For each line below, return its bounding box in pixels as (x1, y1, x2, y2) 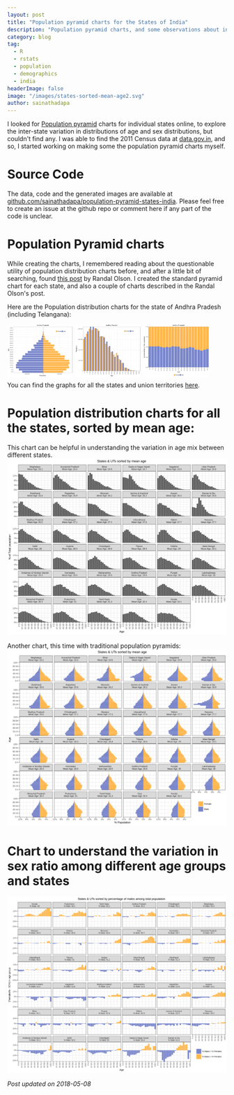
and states (7, 873, 70, 889)
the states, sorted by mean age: (7, 420, 195, 436)
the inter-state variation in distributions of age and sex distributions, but (7, 127, 213, 136)
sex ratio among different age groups (7, 858, 226, 874)
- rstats (13, 56, 39, 63)
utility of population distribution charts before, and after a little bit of (7, 267, 202, 275)
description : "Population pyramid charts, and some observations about (7, 26, 219, 33)
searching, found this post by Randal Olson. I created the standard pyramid (7, 275, 223, 282)
